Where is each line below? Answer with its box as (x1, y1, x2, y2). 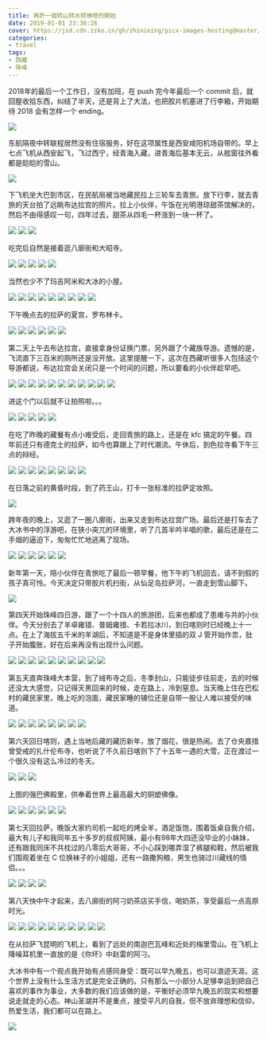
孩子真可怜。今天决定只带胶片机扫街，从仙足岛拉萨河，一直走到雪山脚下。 (8, 578, 252, 588)
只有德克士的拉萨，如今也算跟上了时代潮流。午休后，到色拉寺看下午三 (29, 439, 259, 449)
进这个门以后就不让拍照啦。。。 (8, 396, 106, 406)
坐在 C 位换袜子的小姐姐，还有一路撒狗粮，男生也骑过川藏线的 (35, 853, 241, 862)
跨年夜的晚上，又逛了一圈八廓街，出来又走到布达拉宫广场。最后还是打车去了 (8, 514, 259, 524)
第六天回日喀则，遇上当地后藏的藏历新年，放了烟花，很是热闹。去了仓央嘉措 (8, 736, 259, 745)
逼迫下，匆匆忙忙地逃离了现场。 (29, 534, 133, 544)
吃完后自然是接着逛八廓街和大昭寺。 (8, 243, 127, 252)
